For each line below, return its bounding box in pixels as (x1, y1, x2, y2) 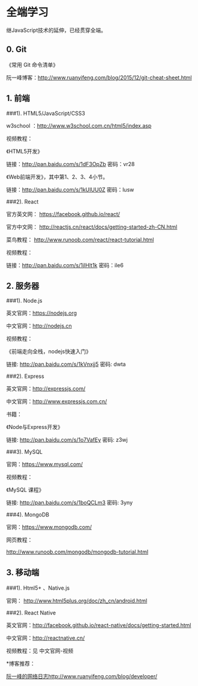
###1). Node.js (6, 297, 43, 304)
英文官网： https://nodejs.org (6, 309, 77, 317)
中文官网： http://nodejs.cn (6, 323, 72, 330)
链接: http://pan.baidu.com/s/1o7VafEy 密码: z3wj (6, 436, 128, 443)
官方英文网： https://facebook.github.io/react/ (6, 210, 120, 217)
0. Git (6, 45, 27, 55)
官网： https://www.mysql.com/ (6, 461, 83, 468)
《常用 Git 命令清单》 (6, 61, 59, 68)
